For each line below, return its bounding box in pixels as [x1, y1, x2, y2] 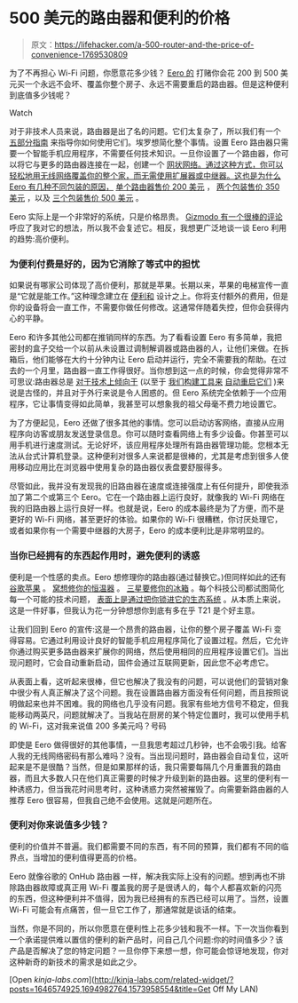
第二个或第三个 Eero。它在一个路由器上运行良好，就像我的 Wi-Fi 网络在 [24, 492, 286, 503]
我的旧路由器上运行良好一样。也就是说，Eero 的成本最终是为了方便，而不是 [9, 503, 285, 513]
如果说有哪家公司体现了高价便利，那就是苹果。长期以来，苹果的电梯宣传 [9, 280, 273, 291]
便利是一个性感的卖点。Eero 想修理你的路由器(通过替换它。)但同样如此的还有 [9, 571, 286, 582]
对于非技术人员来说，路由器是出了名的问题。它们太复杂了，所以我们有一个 [9, 125, 281, 136]
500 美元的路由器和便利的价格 [9, 8, 231, 28]
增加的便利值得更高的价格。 [39, 852, 142, 863]
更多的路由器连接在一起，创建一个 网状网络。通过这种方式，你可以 [39, 159, 284, 170]
